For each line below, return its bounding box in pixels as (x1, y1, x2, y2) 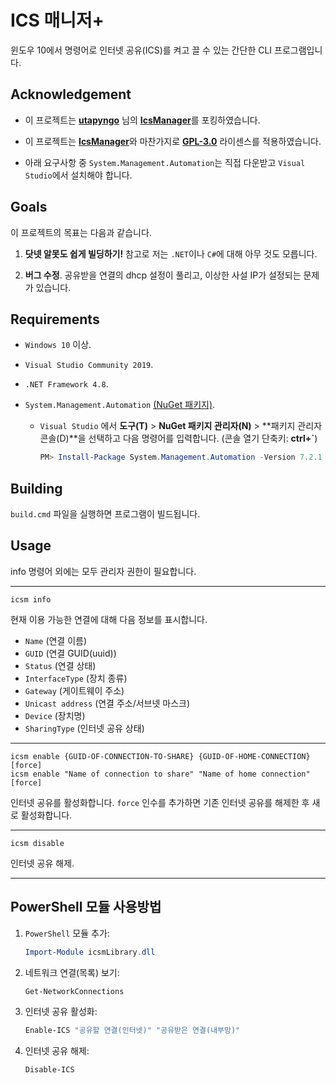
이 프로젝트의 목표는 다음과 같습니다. (10, 226, 152, 238)
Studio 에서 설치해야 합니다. (24, 169, 133, 181)
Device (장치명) (24, 709, 86, 721)
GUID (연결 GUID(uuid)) (24, 647, 117, 659)
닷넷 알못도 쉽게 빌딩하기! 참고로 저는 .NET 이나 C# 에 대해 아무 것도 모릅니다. (24, 247, 318, 260)
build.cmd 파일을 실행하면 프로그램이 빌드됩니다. (10, 508, 201, 520)
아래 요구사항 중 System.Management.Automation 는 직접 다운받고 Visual (24, 156, 306, 168)
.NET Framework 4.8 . (24, 378, 109, 390)
